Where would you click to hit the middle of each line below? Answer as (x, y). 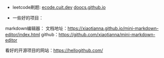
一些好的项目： (28, 18)
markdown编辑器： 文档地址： (36, 28)
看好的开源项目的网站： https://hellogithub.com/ (54, 50)
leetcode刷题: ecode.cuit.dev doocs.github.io (59, 7)
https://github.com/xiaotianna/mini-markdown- (107, 34)
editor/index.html (23, 34)
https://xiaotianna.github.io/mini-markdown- (113, 28)
